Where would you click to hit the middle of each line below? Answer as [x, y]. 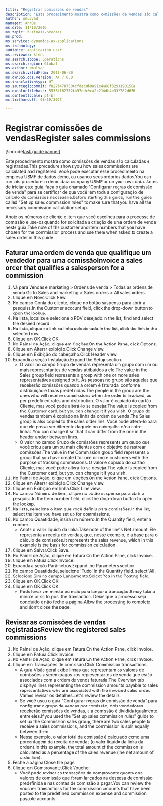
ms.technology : [21, 46]
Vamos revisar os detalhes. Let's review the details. [70, 695]
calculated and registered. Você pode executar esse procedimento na [75, 172]
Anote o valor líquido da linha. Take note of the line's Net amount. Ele [88, 529]
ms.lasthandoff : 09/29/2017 [34, 100]
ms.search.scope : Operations [35, 59]
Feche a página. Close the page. [44, 762]
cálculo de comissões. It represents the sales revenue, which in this [87, 540]
